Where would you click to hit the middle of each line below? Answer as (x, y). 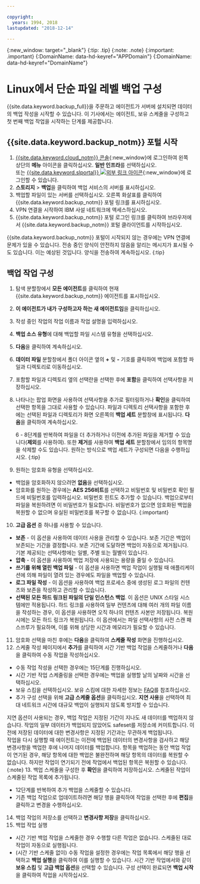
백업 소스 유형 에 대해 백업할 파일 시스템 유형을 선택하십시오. (84, 334)
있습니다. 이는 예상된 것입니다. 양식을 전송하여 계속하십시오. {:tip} (89, 252)
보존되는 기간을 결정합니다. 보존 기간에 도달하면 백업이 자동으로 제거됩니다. (102, 545)
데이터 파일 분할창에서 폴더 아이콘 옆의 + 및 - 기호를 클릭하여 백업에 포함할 (101, 359)
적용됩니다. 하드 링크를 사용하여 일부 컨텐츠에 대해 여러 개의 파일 (106, 605)
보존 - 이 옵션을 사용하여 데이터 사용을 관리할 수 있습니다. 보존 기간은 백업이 (103, 537)
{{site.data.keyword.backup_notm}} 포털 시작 (92, 142)
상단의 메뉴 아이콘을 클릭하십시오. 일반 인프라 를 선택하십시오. (86, 165)
